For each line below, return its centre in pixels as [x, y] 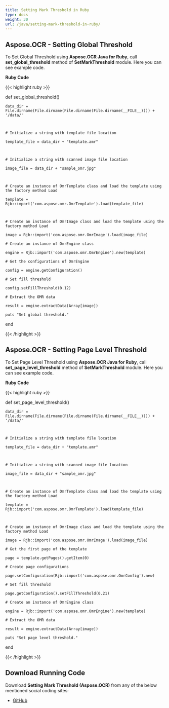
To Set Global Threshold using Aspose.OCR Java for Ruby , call [71, 57]
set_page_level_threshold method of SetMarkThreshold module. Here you [84, 367]
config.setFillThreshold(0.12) [38, 288]
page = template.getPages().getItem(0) [47, 558]
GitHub [20, 700]
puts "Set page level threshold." [42, 638]
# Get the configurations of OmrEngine [47, 262]
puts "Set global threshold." [37, 315]
